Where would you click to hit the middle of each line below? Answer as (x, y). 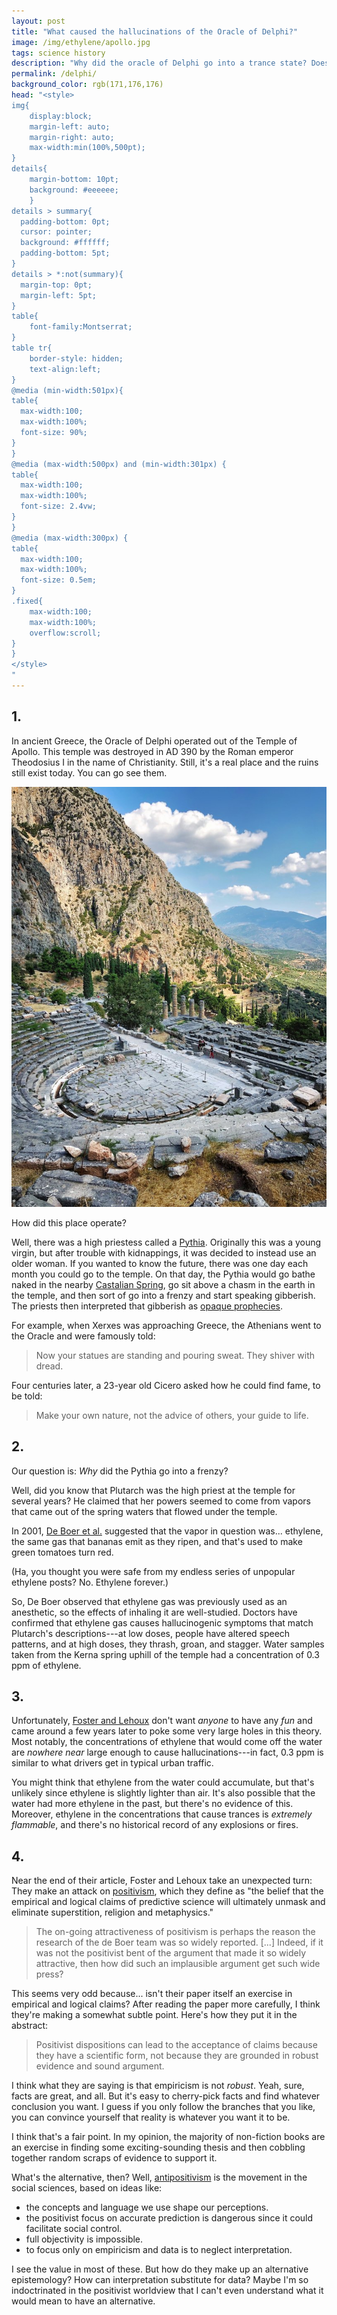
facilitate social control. (74, 2229)
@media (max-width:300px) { (70, 538)
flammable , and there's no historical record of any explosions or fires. (155, 1825)
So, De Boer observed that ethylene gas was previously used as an (149, 1601)
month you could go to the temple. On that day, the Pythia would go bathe (163, 1274)
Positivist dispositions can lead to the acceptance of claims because (176, 2045)
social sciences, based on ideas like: (87, 2188)
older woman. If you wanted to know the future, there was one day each (160, 1263)
